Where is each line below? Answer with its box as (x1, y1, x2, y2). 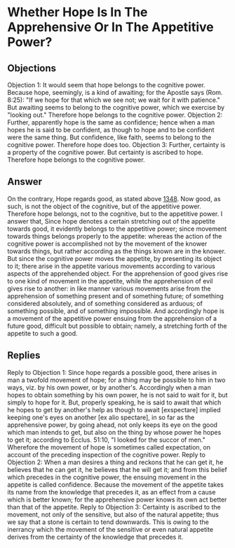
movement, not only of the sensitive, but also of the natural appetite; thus (7, 510, 219, 518)
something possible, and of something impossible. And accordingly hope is (7, 307, 224, 315)
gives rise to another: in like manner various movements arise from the (7, 284, 211, 293)
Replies (7, 350, 41, 362)
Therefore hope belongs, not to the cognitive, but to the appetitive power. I (7, 209, 223, 218)
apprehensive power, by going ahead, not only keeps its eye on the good (7, 420, 217, 429)
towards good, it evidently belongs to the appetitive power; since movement (7, 224, 227, 233)
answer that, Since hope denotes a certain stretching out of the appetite (7, 217, 215, 225)
